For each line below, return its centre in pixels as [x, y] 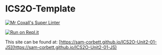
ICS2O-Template [40, 9]
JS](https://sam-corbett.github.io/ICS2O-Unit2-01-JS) [61, 47]
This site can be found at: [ [33, 42]
